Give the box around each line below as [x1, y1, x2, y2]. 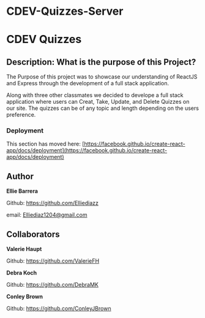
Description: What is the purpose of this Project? [6, 56, 196, 67]
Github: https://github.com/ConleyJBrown [6, 305, 111, 312]
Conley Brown [6, 293, 43, 300]
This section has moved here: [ [6, 140, 84, 148]
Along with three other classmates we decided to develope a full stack [6, 91, 184, 99]
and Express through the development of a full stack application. [6, 80, 170, 87]
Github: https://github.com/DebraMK [6, 281, 99, 289]
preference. [6, 111, 36, 118]
